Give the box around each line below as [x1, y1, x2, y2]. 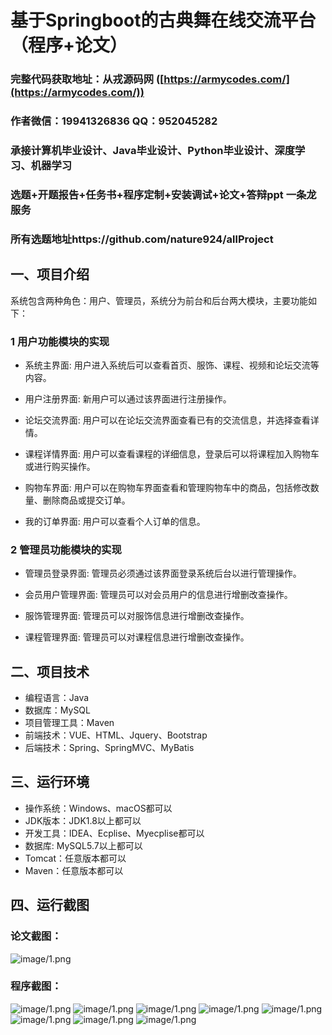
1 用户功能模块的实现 [10, 334, 110, 348]
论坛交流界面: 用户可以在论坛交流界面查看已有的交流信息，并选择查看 [24, 414, 311, 426]
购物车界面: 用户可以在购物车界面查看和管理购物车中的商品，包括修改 [24, 481, 311, 493]
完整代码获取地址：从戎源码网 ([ [10, 72, 165, 86]
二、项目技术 [10, 663, 90, 680]
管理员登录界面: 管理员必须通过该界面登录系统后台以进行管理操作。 [24, 567, 302, 580]
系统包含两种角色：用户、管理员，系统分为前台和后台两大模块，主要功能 [10, 294, 308, 306]
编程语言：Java [24, 692, 90, 704]
